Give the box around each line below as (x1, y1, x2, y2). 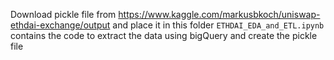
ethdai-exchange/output (10, 19, 111, 31)
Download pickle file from (10, 9, 117, 20)
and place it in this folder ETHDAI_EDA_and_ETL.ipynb (112, 19, 325, 31)
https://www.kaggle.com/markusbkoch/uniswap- (118, 9, 321, 20)
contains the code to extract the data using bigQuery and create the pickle (10, 30, 318, 41)
